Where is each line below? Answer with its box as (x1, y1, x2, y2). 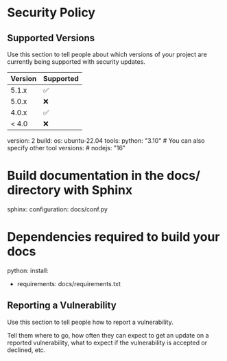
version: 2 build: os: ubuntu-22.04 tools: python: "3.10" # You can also (7, 137, 205, 145)
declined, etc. (7, 345, 46, 354)
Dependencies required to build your (7, 229, 220, 245)
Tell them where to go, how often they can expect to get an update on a (7, 331, 209, 339)
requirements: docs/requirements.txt (16, 279, 121, 288)
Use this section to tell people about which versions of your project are (7, 50, 207, 58)
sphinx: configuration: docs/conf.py (7, 205, 108, 213)
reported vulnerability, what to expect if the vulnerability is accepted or (7, 338, 208, 347)
